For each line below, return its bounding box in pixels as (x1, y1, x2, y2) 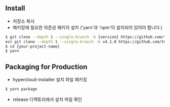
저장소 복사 (12, 18, 35, 24)
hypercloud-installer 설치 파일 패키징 (12, 77, 88, 83)
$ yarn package (5, 87, 37, 92)
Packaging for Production (5, 63, 88, 71)
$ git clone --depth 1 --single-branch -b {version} (5, 34, 119, 39)
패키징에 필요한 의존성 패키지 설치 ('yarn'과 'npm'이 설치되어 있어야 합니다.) (12, 24, 163, 30)
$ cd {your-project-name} (5, 44, 60, 49)
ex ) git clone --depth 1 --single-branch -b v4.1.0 (5, 39, 116, 44)
